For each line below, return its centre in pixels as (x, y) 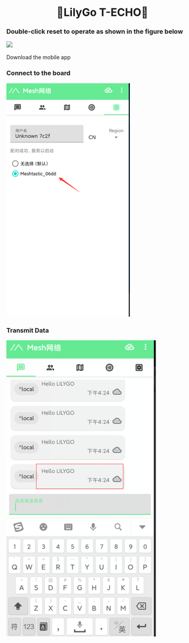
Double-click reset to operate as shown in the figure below (95, 32)
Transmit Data (28, 330)
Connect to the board (38, 73)
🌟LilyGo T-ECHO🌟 (102, 13)
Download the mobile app (39, 57)
